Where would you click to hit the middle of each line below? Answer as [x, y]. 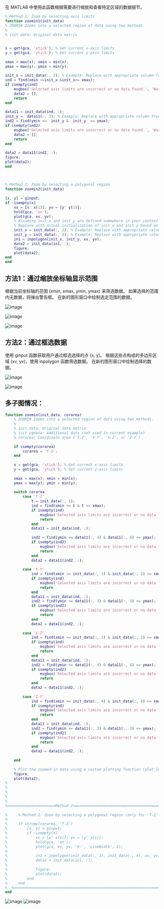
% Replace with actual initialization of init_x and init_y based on [86, 226]
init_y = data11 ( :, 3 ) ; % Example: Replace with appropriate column [77, 116]
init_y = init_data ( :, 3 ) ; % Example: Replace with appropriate [81, 235]
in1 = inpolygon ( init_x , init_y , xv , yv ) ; [58, 239]
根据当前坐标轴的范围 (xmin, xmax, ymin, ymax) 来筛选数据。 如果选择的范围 [82, 291]
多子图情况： [24, 403]
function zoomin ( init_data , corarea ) [43, 415]
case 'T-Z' [34, 497]
